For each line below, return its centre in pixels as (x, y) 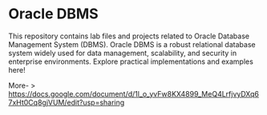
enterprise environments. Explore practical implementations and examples (131, 61)
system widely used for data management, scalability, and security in (123, 53)
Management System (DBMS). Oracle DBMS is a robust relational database (132, 44)
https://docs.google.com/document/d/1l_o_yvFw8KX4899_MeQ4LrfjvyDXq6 (133, 93)
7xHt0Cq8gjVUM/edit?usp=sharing (67, 102)
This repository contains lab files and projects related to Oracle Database (129, 36)
